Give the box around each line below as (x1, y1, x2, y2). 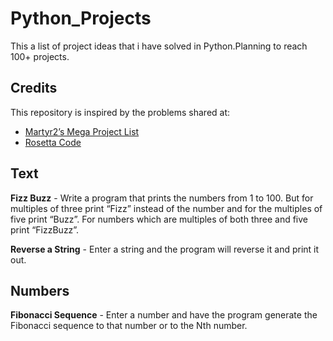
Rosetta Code (24, 136, 82, 148)
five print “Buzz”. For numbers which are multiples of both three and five (10, 213, 309, 225)
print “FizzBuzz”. (10, 223, 80, 236)
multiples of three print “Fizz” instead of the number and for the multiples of (10, 202, 323, 214)
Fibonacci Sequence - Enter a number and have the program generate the (10, 309, 318, 321)
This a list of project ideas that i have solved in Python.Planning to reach (10, 40, 308, 52)
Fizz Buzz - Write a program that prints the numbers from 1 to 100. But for (10, 192, 314, 204)
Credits (10, 80, 58, 97)
